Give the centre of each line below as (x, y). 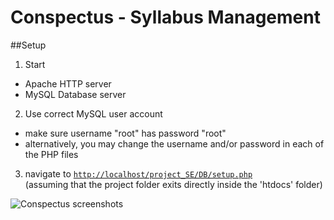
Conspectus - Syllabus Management (165, 17)
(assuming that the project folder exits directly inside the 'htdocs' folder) (173, 184)
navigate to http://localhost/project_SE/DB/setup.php (138, 173)
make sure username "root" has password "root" (125, 133)
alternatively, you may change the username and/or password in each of (174, 143)
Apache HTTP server (68, 83)
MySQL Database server (75, 94)
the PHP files (51, 154)
